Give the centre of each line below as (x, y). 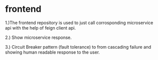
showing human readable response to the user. (53, 52)
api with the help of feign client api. (40, 28)
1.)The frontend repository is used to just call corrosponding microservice (79, 23)
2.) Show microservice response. (38, 37)
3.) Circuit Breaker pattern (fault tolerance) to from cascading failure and (78, 47)
